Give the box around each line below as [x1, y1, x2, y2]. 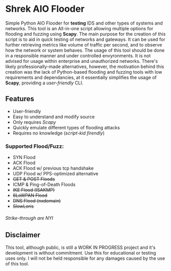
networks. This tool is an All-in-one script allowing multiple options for [5, 25, 154, 31]
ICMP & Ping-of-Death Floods [12, 182, 76, 188]
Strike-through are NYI [5, 215, 54, 221]
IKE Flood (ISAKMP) [12, 187, 55, 193]
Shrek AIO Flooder [5, 3, 85, 15]
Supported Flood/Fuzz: [5, 143, 64, 150]
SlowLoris [12, 203, 34, 210]
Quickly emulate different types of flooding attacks [12, 124, 120, 130]
